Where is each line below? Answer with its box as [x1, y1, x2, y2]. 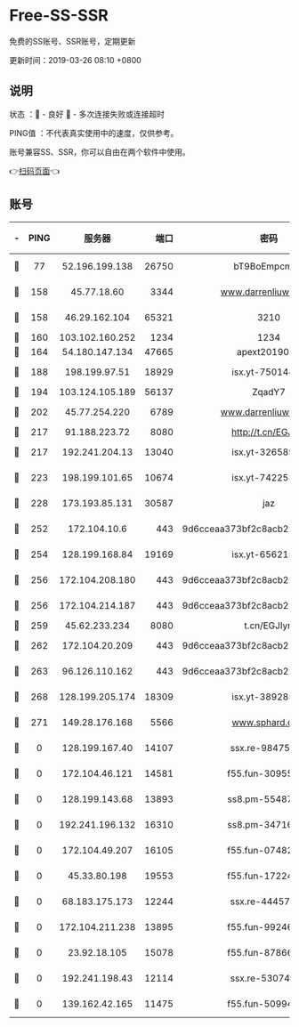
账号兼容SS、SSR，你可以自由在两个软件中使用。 [9, 146, 190, 157]
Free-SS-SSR [9, 5, 109, 26]
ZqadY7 [252, 385, 287, 398]
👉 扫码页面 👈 [9, 166, 61, 176]
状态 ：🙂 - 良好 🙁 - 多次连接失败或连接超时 [9, 109, 165, 119]
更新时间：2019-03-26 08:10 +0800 [9, 54, 142, 65]
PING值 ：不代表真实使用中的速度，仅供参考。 [9, 127, 179, 138]
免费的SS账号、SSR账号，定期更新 [9, 36, 136, 46]
